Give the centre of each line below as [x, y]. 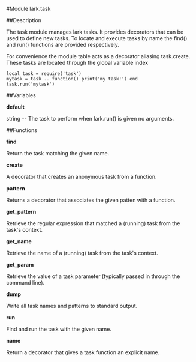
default [16, 107]
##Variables [21, 95]
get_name [19, 241]
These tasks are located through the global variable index [77, 63]
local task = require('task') [44, 74]
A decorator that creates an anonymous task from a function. [82, 177]
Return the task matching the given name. [58, 153]
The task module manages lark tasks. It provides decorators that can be [95, 32]
